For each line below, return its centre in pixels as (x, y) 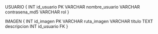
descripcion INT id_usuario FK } (37, 26)
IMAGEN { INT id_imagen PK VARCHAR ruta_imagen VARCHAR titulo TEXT (79, 21)
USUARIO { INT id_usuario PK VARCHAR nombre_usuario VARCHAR (72, 7)
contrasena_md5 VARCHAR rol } (37, 12)
